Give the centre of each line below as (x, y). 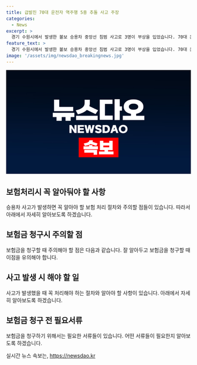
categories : (21, 18)
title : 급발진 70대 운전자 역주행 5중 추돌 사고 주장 (62, 12)
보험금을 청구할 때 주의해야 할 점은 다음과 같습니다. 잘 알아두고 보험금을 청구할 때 (98, 250)
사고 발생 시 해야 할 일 (43, 278)
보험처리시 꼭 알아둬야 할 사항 (56, 192)
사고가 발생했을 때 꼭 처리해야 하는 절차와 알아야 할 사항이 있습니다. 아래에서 (93, 293)
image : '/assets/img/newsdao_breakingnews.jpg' (65, 56)
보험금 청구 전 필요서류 (45, 321)
